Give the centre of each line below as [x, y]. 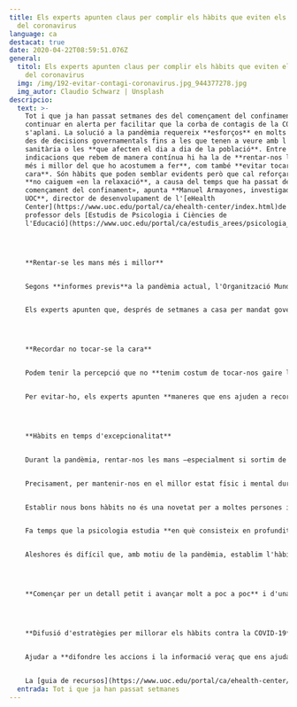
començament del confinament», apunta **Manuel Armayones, [136, 190]
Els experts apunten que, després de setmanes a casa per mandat [148, 310]
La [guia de [47, 680]
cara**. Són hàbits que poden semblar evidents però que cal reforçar [158, 174]
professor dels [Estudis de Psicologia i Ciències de [126, 215]
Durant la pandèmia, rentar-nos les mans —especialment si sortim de [156, 460]
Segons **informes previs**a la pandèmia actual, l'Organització [148, 286]
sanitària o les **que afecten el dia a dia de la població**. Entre [156, 149]
